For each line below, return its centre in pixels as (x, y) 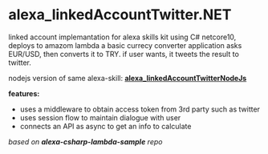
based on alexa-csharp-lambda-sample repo (85, 141)
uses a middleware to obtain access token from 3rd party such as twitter (140, 109)
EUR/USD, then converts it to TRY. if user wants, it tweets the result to (124, 54)
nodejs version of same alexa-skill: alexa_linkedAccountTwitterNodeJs (128, 78)
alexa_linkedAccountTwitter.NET (120, 15)
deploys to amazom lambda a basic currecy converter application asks (125, 45)
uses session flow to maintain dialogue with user (100, 117)
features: (24, 93)
